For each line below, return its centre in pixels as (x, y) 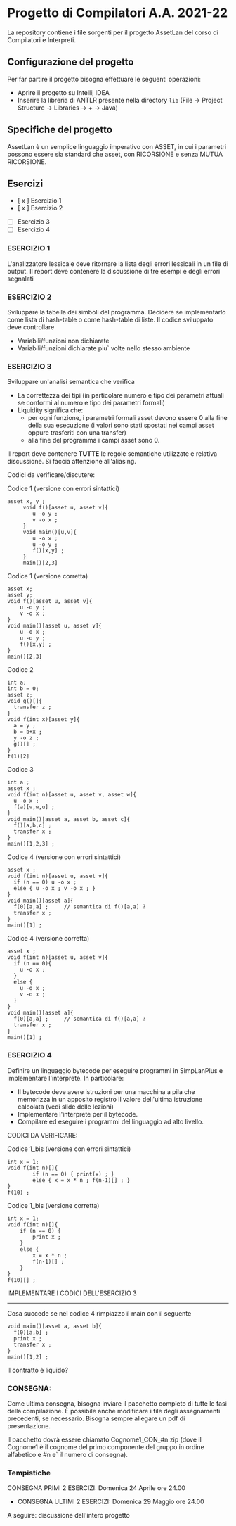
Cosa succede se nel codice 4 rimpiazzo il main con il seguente (99, 1313)
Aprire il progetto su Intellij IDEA (64, 92)
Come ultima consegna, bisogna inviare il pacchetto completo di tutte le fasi (117, 1403)
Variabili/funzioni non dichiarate (64, 341)
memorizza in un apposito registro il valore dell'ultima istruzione (110, 1099)
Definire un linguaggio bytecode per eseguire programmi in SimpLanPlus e (115, 1070)
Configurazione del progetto (71, 62)
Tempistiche (29, 1473)
